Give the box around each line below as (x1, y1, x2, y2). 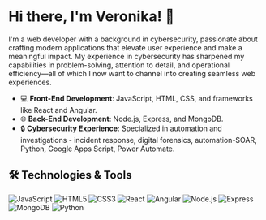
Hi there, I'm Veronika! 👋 (8, 7, 175, 26)
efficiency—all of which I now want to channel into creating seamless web (8, 68, 256, 78)
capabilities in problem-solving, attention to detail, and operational (8, 60, 230, 70)
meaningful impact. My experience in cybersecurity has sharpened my (8, 51, 245, 61)
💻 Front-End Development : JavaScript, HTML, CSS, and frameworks (19, 93, 253, 103)
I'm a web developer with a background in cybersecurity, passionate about (8, 34, 258, 44)
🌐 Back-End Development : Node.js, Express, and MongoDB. (19, 114, 224, 123)
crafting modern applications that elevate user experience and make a (8, 42, 243, 52)
